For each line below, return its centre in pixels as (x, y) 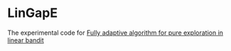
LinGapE (33, 13)
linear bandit (26, 40)
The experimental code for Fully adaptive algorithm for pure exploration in (116, 33)
